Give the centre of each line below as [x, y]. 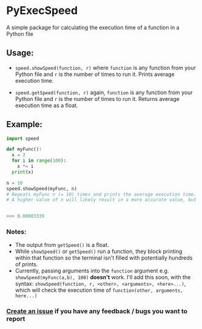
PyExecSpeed [42, 11]
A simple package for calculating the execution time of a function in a [93, 27]
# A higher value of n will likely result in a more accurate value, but [102, 200]
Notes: [16, 232]
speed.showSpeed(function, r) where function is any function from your [105, 68]
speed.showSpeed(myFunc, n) [42, 189]
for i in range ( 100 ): [39, 161]
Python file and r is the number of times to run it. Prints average [95, 74]
